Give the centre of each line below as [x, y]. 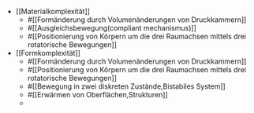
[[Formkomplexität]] [48, 53]
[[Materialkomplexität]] [53, 11]
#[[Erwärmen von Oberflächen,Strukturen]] [97, 95]
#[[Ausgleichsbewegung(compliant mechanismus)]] [112, 28]
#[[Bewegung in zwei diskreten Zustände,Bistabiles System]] [127, 86]
